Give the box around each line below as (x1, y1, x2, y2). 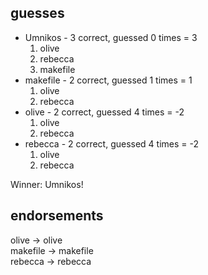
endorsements (10, 207, 104, 225)
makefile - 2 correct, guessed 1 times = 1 (24, 74, 193, 86)
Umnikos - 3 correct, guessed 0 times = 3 (24, 31, 198, 43)
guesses (10, 5, 65, 22)
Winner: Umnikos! (10, 178, 84, 190)
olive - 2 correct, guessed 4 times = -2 (24, 106, 185, 118)
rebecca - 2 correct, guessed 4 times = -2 (24, 137, 200, 150)
